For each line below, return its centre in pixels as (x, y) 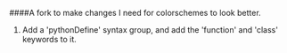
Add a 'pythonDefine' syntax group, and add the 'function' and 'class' (150, 30)
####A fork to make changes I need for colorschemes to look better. (135, 13)
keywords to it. (49, 39)
